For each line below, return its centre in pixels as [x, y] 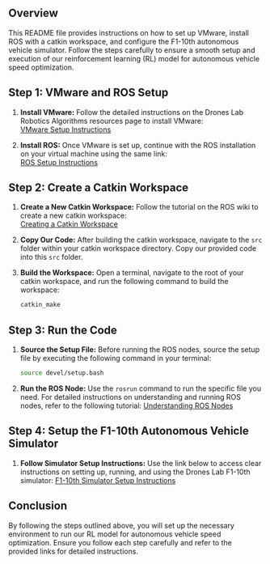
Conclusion [38, 506]
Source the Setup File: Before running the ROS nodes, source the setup [140, 350]
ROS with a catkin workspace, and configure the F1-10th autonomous [124, 41]
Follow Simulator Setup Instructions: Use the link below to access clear [141, 463]
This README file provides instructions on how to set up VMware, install [129, 32]
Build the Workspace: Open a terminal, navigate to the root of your [132, 273]
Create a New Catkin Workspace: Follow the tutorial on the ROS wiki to [139, 207]
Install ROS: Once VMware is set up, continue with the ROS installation [138, 145]
